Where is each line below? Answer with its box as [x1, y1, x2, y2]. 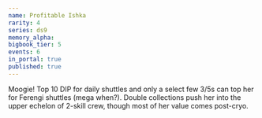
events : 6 [8, 48, 41, 56]
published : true [8, 63, 62, 71]
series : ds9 [8, 26, 47, 34]
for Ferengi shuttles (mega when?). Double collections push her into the [8, 92, 241, 102]
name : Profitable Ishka [8, 11, 87, 20]
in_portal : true [8, 56, 62, 64]
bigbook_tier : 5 [8, 41, 62, 49]
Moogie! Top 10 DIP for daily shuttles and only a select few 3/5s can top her [8, 84, 254, 94]
